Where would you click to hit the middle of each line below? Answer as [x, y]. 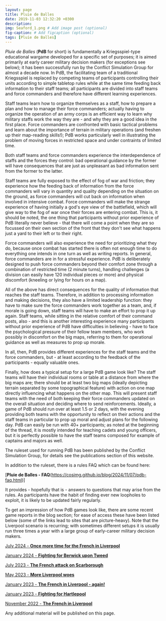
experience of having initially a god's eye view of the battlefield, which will [81, 207]
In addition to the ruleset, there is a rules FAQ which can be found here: [78, 465]
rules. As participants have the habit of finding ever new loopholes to [76, 495]
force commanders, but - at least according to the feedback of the [73, 357]
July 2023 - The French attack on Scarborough [54, 565]
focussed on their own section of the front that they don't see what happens [83, 228]
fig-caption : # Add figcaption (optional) [50, 33]
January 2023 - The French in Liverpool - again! [55, 584]
